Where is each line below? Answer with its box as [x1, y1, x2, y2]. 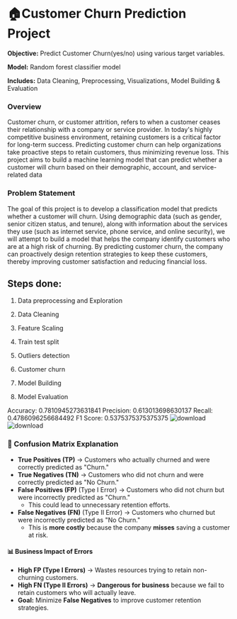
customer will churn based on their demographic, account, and [7, 163, 191, 172]
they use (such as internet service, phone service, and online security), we [7, 227, 225, 235]
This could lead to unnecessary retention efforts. [28, 501, 171, 509]
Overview [7, 101, 42, 111]
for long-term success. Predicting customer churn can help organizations [7, 140, 221, 149]
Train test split [17, 338, 59, 346]
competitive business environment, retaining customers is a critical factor [7, 133, 221, 142]
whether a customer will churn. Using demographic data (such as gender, [7, 212, 222, 221]
